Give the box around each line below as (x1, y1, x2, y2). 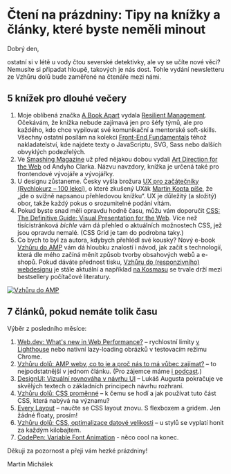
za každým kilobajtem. (17, 426, 82, 434)
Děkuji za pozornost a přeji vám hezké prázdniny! (7, 446, 148, 455)
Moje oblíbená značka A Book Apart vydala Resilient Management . (17, 111, 207, 119)
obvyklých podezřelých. (17, 147, 86, 155)
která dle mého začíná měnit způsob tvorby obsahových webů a (17, 250, 201, 258)
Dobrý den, (7, 44, 39, 53)
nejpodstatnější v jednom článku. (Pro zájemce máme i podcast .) (17, 367, 202, 375)
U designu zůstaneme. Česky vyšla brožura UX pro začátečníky (17, 177, 199, 185)
